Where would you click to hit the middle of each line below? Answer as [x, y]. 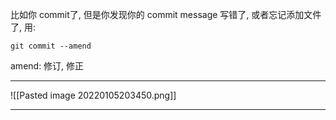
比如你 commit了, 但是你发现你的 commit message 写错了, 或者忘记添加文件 [166, 14]
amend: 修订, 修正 [47, 66]
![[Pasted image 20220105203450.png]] [93, 95]
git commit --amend [51, 46]
